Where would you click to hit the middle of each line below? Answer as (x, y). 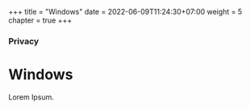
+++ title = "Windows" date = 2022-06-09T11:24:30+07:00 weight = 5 (125, 12)
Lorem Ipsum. (31, 97)
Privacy (24, 41)
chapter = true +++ (40, 20)
